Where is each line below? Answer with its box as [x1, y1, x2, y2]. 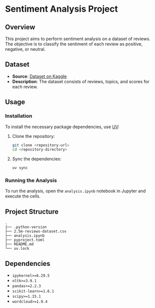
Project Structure [5, 207, 59, 216]
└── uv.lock [5, 246, 29, 251]
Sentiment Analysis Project [5, 3, 118, 15]
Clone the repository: [12, 133, 55, 139]
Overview [5, 23, 36, 31]
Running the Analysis [5, 177, 57, 184]
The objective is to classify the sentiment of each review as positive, [5, 41, 143, 47]
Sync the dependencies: [12, 156, 62, 162]
